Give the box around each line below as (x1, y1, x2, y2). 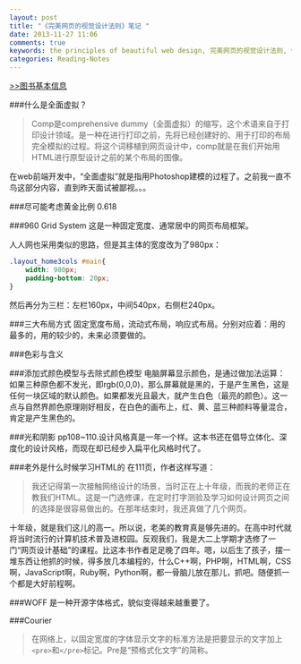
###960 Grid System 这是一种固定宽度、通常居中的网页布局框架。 (9, 220, 254, 231)
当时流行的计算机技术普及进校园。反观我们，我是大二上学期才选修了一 (16, 533, 276, 544)
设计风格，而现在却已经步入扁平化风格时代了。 (32, 442, 206, 453)
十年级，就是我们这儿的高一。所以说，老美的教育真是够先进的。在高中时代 (9, 522, 284, 532)
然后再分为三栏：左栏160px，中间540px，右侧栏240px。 (9, 299, 220, 310)
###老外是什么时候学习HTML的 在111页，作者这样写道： (9, 462, 216, 472)
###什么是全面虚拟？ (9, 99, 88, 110)
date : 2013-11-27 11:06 (9, 30, 99, 38)
